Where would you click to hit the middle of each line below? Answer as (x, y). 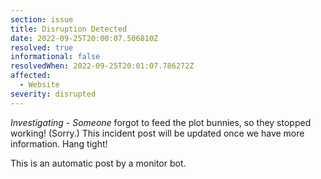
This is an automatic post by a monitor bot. (98, 163)
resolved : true (42, 47)
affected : (31, 76)
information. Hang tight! (59, 143)
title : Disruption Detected (69, 29)
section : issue (42, 19)
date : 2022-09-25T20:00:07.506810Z (84, 38)
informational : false (55, 57)
